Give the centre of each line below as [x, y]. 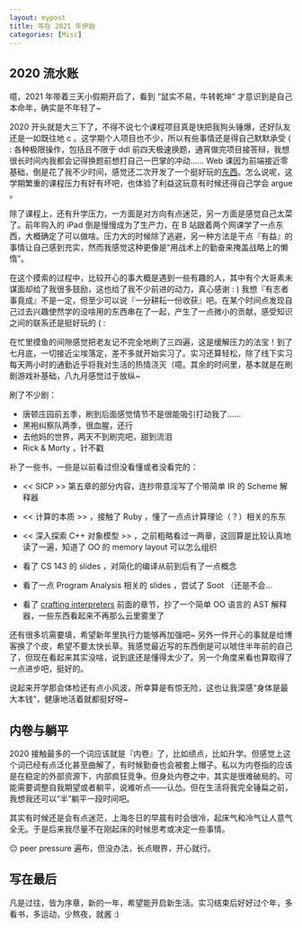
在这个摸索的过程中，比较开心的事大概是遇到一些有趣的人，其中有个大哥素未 [151, 278]
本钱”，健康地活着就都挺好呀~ [72, 699]
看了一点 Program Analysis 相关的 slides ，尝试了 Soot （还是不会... [147, 586]
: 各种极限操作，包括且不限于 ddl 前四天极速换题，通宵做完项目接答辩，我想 [150, 150]
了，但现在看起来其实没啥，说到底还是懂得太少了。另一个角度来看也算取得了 [151, 658]
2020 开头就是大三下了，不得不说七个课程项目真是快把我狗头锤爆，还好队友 [150, 127]
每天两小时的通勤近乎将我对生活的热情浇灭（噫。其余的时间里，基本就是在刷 [151, 365]
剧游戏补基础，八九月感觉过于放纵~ [75, 376]
